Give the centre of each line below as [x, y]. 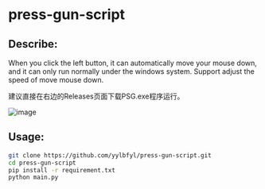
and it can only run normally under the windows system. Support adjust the [131, 71]
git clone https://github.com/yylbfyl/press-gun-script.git [110, 155]
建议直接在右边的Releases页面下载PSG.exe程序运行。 [96, 96]
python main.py [33, 177]
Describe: [33, 44]
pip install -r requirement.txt [62, 170]
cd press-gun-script [43, 163]
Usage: [27, 137]
